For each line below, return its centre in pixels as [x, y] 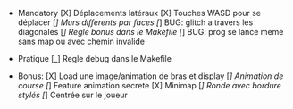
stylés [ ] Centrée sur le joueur [72, 95]
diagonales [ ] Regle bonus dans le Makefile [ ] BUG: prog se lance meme [151, 32]
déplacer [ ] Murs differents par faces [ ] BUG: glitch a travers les [135, 22]
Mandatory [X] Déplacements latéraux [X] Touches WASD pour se [139, 13]
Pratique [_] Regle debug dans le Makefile [95, 59]
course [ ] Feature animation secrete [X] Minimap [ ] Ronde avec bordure [149, 85]
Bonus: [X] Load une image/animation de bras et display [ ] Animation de [151, 76]
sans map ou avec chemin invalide [81, 41]
